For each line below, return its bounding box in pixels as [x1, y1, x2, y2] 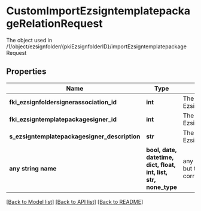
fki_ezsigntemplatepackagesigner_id [9, 115, 117, 123]
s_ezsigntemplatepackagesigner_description [9, 132, 141, 141]
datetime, [146, 153, 174, 162]
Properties [6, 67, 47, 77]
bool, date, [146, 145, 177, 154]
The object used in [6, 36, 53, 44]
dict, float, [146, 160, 176, 169]
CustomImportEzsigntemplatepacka [6, 4, 190, 18]
